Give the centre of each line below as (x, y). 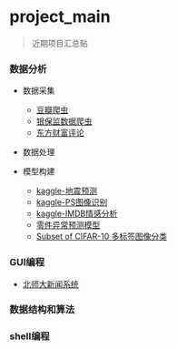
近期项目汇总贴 (59, 43)
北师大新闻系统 (50, 283)
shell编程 (29, 336)
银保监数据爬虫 (64, 121)
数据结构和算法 (42, 310)
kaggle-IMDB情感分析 (77, 214)
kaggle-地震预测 (67, 191)
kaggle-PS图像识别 (72, 202)
